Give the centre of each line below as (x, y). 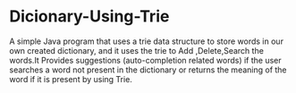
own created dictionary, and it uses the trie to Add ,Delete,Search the (136, 50)
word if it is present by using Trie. (71, 79)
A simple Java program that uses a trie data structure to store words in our (147, 41)
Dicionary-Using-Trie (89, 17)
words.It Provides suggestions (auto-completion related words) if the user (145, 60)
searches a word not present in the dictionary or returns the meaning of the (148, 70)
